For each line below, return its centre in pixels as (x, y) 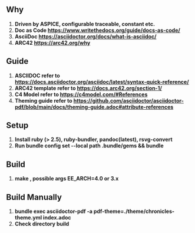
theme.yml (28, 218)
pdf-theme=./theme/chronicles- (134, 211)
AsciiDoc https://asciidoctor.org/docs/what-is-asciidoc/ (85, 36)
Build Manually (34, 197)
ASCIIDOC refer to (37, 76)
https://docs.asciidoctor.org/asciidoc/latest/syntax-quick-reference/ (102, 81)
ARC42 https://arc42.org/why (52, 42)
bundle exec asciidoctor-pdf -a (54, 211)
